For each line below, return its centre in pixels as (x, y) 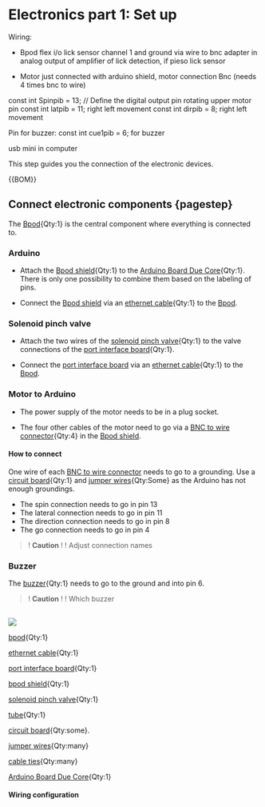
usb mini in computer (43, 148)
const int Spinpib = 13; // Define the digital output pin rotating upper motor (130, 100)
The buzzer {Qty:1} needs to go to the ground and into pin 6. (107, 583)
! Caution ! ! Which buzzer (71, 599)
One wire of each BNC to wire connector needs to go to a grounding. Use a (132, 471)
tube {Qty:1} (27, 714)
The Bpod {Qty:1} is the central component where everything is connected (130, 224)
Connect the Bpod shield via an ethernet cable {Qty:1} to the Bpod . (129, 303)
